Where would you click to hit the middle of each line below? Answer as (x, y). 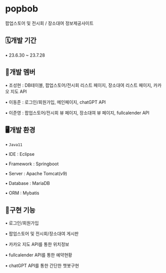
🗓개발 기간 (21, 41)
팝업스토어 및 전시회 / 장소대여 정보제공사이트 (49, 23)
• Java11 (14, 145)
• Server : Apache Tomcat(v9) (36, 174)
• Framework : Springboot (32, 164)
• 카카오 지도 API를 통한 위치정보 (37, 244)
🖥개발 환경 (20, 130)
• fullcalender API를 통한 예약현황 (39, 255)
